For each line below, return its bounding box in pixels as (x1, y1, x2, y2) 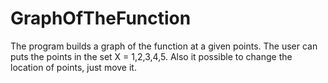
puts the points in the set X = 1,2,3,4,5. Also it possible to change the (10, 50, 293, 62)
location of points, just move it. (10, 61, 137, 73)
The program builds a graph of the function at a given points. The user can (10, 40, 318, 52)
